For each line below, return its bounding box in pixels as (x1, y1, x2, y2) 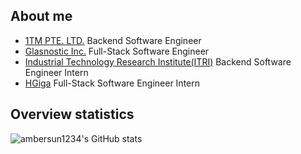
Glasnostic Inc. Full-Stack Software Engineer (24, 45, 210, 57)
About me (10, 8, 73, 25)
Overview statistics (10, 106, 135, 123)
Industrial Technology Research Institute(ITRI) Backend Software (24, 55, 292, 68)
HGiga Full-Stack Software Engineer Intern (24, 77, 201, 89)
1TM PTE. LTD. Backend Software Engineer (24, 34, 202, 46)
